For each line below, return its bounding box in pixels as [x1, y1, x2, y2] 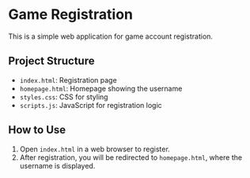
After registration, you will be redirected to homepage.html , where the [19, 152, 243, 162]
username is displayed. [19, 161, 96, 170]
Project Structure [8, 54, 95, 68]
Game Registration [8, 6, 133, 24]
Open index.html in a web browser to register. [19, 144, 170, 154]
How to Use [8, 124, 66, 137]
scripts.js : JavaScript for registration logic [19, 100, 162, 109]
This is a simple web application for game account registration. [8, 32, 214, 41]
